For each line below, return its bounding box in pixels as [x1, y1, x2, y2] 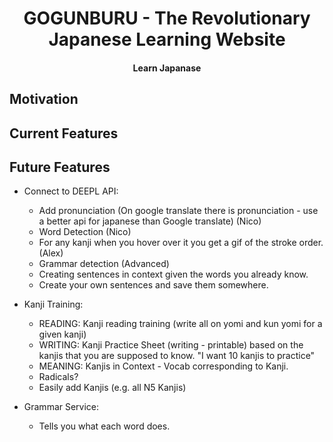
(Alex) [38, 247, 64, 259]
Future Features [9, 158, 111, 176]
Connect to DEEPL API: [23, 185, 119, 197]
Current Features [9, 125, 119, 142]
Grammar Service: [23, 401, 100, 413]
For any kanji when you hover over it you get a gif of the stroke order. [38, 237, 324, 249]
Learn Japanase [132, 62, 202, 74]
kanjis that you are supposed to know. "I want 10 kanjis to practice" [38, 350, 316, 362]
